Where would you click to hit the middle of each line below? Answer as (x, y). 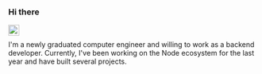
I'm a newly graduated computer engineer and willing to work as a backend (131, 45)
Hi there (24, 12)
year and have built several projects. (67, 61)
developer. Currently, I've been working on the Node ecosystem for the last (131, 53)
